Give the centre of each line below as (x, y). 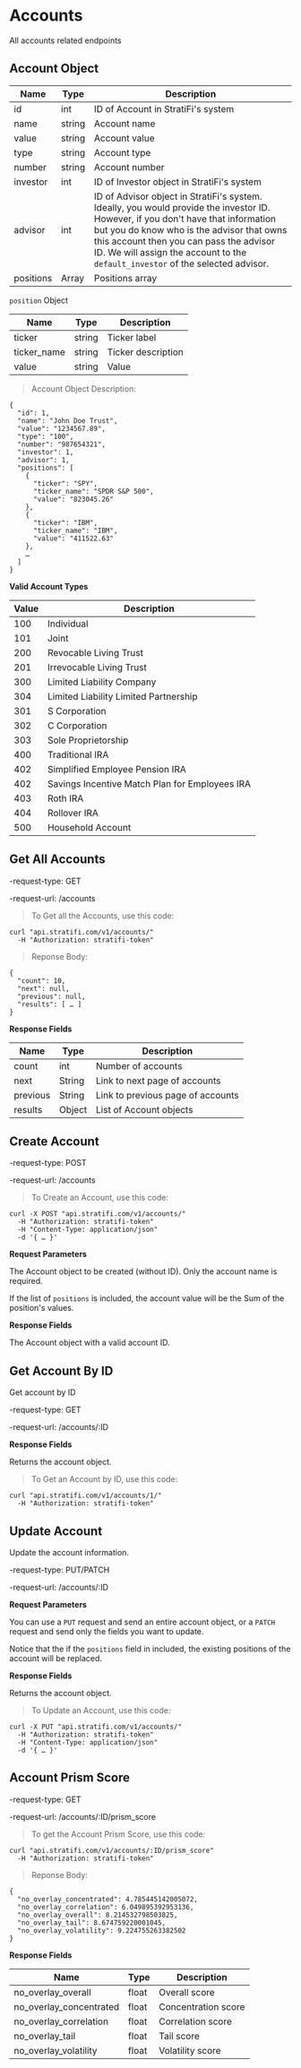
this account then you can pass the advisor (184, 241)
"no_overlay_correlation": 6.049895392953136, (106, 1907)
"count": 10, (42, 981)
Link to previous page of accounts (167, 1095)
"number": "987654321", (61, 444)
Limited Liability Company (102, 682)
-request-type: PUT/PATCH (60, 1570)
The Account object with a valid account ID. (90, 1343)
